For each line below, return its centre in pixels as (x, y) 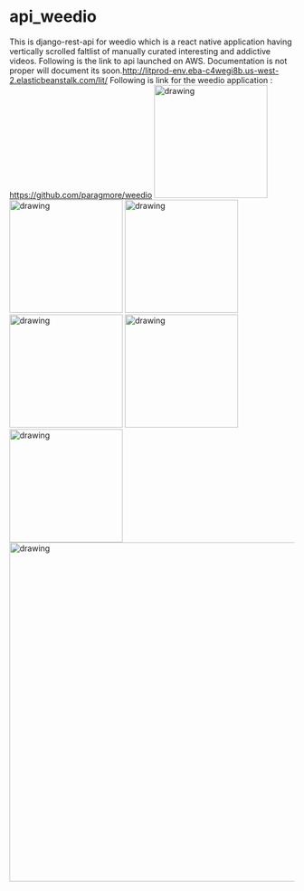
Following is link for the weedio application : (191, 80)
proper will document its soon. (66, 71)
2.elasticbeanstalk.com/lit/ (59, 80)
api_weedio (53, 17)
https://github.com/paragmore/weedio (81, 194)
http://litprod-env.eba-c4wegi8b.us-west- (200, 71)
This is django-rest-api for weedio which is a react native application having (151, 42)
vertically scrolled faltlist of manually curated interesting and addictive (140, 51)
